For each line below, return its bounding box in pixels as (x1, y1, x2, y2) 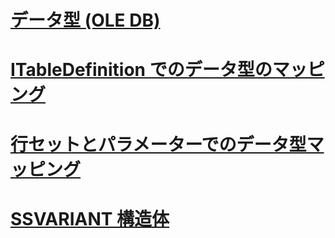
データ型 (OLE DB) (10, 9, 161, 32)
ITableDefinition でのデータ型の (10, 59, 273, 81)
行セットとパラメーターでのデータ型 (10, 133, 307, 156)
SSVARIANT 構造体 (10, 207, 170, 230)
